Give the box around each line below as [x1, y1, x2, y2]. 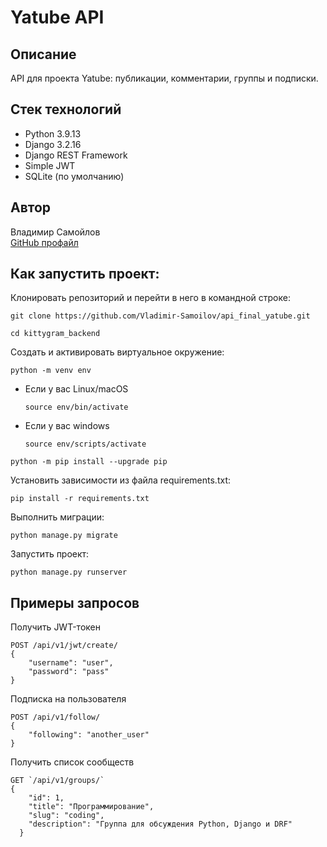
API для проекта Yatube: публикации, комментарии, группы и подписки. [10, 72, 319, 84]
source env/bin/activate [24, 402, 129, 413]
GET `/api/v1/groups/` [10, 776, 105, 786]
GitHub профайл [10, 236, 79, 248]
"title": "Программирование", [28, 802, 155, 812]
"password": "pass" [28, 667, 110, 677]
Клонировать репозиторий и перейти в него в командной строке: [10, 292, 291, 304]
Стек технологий [10, 101, 122, 118]
